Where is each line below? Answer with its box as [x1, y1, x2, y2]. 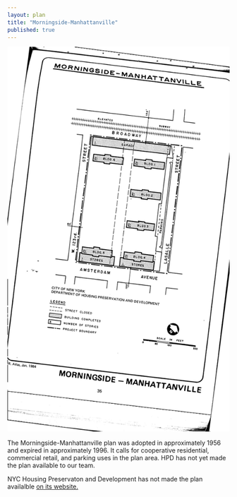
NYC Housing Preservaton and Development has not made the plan [7, 475, 203, 484]
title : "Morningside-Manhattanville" [7, 18, 119, 26]
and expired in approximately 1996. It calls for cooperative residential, [7, 446, 209, 455]
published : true [7, 26, 55, 33]
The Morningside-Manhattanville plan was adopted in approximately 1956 [7, 438, 221, 448]
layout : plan [7, 11, 46, 18]
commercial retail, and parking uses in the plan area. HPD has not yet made [7, 454, 226, 462]
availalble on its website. [7, 482, 79, 491]
